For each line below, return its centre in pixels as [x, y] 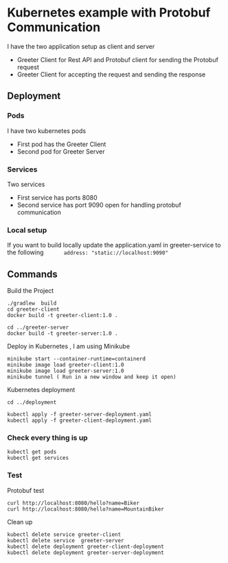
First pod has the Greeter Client [61, 144]
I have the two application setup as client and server [81, 46]
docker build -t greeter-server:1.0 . [62, 334]
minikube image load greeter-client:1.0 [66, 365]
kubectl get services [38, 458]
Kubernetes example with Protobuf [109, 13]
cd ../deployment [32, 402]
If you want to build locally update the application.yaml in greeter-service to [114, 245]
